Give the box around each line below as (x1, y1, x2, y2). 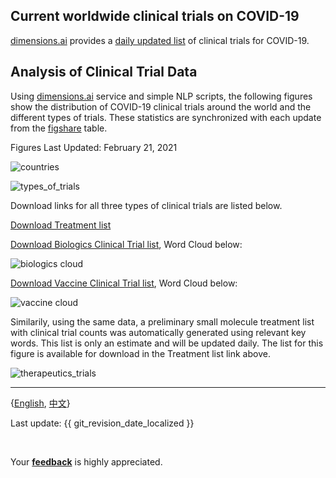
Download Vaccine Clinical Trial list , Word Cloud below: (10, 277, 238, 289)
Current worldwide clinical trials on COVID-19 (10, 8, 300, 25)
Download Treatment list (10, 219, 112, 231)
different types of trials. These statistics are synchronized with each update (10, 111, 322, 123)
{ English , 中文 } (10, 397, 71, 409)
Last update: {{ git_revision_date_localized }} (10, 417, 195, 429)
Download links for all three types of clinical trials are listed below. (10, 199, 283, 211)
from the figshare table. (10, 122, 108, 134)
